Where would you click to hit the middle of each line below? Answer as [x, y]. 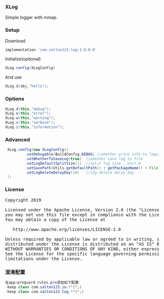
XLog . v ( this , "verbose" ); [30, 123]
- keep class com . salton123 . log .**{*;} [44, 292]
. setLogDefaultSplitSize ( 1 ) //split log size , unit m [82, 163]
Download [15, 41]
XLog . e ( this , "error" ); [28, 113]
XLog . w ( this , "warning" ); [30, 118]
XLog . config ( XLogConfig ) [30, 68]
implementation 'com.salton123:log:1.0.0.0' [51, 50]
